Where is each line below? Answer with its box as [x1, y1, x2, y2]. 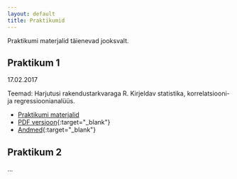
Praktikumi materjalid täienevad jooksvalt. [7, 36, 129, 45]
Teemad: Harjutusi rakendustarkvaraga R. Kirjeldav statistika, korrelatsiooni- [7, 89, 230, 98]
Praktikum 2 [7, 146, 62, 158]
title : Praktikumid [7, 17, 65, 24]
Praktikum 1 [7, 57, 60, 69]
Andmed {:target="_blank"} [17, 125, 97, 134]
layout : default [7, 10, 55, 18]
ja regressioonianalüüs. [7, 97, 76, 105]
